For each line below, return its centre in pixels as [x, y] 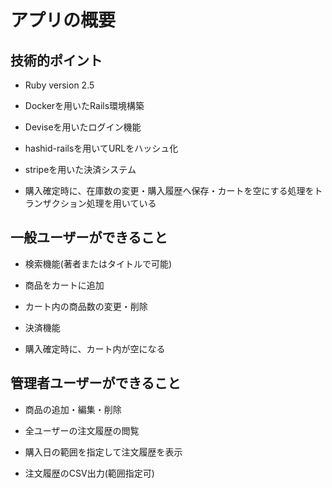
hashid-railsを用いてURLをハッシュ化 [101, 148]
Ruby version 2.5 [59, 85]
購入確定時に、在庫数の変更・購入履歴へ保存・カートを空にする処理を [169, 190]
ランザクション [55, 203]
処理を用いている [121, 203]
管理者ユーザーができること [96, 383]
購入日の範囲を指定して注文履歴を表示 [103, 452]
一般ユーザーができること [89, 237]
